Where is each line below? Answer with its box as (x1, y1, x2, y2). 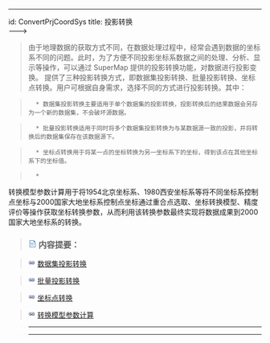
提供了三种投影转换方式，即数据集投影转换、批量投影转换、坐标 (43, 73, 256, 82)
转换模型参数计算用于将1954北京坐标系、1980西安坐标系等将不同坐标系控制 (8, 187, 259, 197)
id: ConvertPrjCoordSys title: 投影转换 (8, 17, 133, 27)
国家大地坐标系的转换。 (8, 218, 86, 227)
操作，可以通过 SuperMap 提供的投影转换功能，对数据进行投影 (42, 63, 251, 72)
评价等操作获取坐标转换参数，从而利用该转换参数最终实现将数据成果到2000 (8, 207, 259, 217)
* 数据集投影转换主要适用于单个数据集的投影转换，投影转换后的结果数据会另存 (35, 100, 259, 108)
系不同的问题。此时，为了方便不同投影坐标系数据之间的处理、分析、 (27, 53, 254, 62)
